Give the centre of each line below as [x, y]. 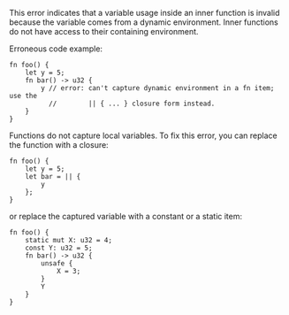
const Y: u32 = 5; [59, 248]
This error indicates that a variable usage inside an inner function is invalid [144, 13]
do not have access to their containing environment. [104, 31]
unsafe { [57, 264]
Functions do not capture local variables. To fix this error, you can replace [143, 135]
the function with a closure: [59, 145]
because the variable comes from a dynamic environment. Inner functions [144, 22]
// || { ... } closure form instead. [132, 104]
